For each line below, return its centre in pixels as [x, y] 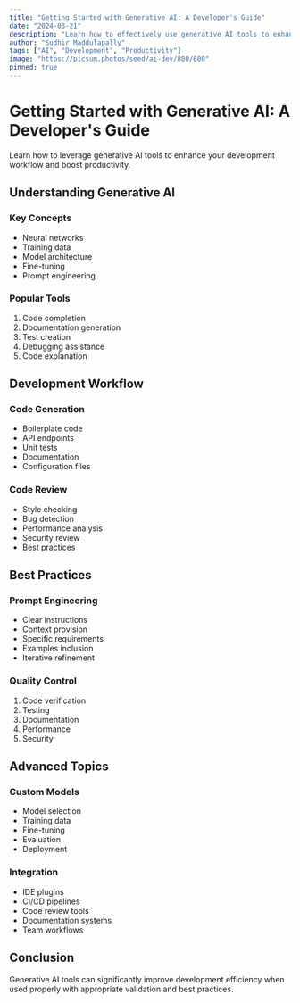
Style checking [50, 509]
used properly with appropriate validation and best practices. [121, 989]
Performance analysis [62, 528]
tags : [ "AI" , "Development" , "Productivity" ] [95, 51]
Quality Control [43, 681]
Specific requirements [63, 639]
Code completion [54, 318]
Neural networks [53, 237]
